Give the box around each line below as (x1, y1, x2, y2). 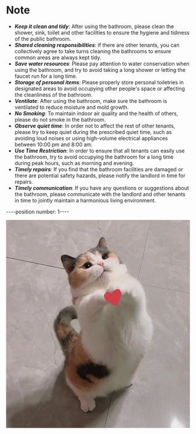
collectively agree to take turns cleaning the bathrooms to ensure (14, 47, 171, 54)
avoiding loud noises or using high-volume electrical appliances (14, 135, 168, 142)
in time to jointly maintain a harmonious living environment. (14, 197, 156, 204)
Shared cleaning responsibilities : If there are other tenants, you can (14, 42, 180, 49)
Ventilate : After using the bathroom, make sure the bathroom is (14, 97, 167, 104)
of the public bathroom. (14, 35, 71, 42)
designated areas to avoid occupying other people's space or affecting (14, 85, 185, 92)
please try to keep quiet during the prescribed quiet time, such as (14, 128, 172, 135)
